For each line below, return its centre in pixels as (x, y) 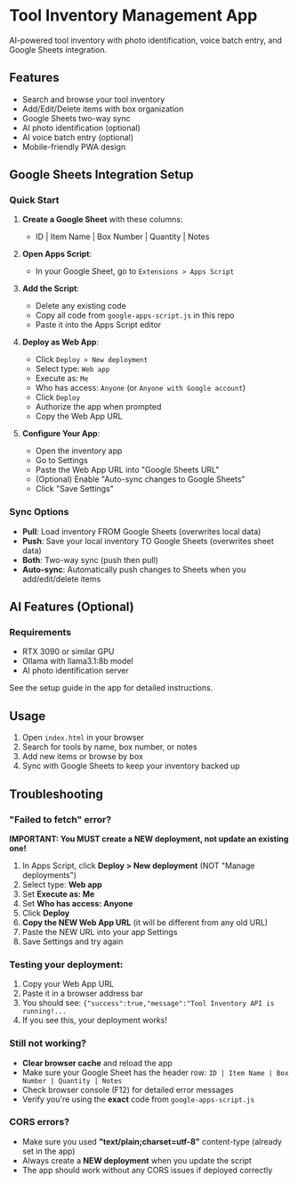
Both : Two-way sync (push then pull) (90, 559)
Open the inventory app (79, 451)
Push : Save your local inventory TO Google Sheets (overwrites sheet (148, 541)
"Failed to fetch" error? (60, 819)
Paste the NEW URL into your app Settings (100, 931)
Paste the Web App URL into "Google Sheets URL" (127, 470)
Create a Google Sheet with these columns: (102, 219)
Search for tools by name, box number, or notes (109, 747)
